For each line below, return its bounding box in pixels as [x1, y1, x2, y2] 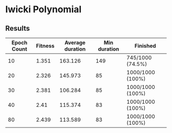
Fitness [36, 42, 55, 49]
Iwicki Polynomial [5, 4, 82, 15]
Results [5, 24, 30, 33]
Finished [135, 42, 156, 49]
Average [64, 39, 86, 46]
